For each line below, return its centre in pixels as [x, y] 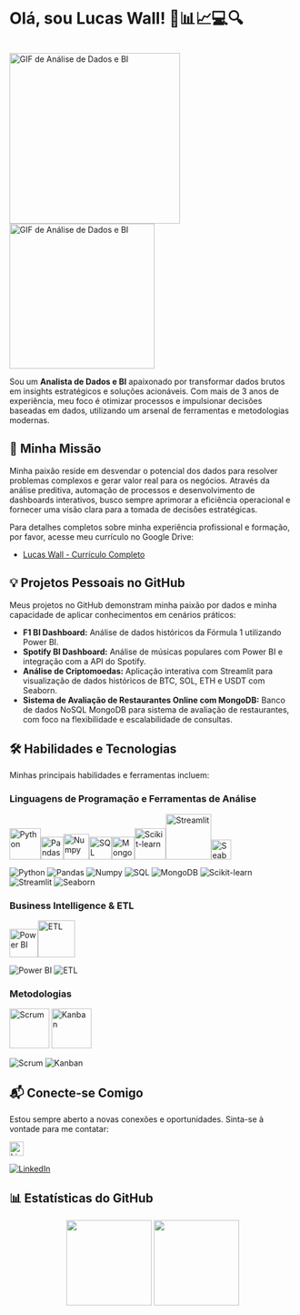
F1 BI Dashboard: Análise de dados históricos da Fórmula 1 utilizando [152, 632]
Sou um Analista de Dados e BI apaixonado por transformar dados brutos [147, 381]
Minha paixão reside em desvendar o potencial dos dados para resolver [144, 470]
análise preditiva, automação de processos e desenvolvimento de [132, 490]
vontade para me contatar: [59, 1129]
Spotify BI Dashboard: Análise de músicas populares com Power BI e [153, 652]
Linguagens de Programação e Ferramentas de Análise [133, 799]
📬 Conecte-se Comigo [76, 1092]
